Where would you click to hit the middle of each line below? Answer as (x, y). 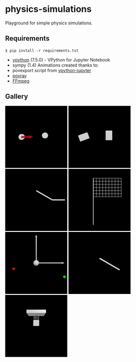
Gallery (17, 97)
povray (20, 75)
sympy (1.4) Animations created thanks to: (55, 65)
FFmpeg (21, 81)
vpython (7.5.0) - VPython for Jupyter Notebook (61, 60)
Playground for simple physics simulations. (49, 23)
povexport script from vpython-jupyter (52, 70)
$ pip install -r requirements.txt (42, 51)
